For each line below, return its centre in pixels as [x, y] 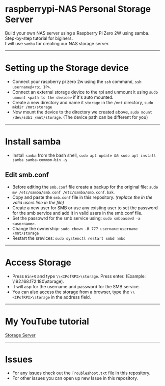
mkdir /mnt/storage [32, 107]
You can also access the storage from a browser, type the [70, 292]
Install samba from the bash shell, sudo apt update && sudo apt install [84, 155]
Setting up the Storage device [67, 68]
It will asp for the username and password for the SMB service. [76, 286]
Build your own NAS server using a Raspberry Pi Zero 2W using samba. [77, 33]
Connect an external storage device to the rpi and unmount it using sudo [85, 92]
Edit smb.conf [27, 175]
